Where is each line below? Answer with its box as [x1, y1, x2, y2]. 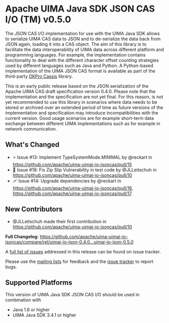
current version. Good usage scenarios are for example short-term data [5, 115, 154, 121]
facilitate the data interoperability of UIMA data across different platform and [5, 46, 164, 52]
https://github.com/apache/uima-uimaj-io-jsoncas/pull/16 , [12, 185, 134, 191]
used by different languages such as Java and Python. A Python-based [5, 62, 154, 69]
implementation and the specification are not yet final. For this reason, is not [5, 94, 163, 100]
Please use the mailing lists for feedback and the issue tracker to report [5, 258, 154, 265]
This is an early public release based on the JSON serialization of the [5, 83, 149, 89]
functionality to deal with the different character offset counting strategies [5, 57, 159, 63]
